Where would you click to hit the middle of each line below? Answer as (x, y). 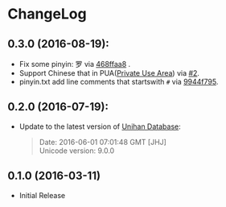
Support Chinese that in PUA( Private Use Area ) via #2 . (109, 73)
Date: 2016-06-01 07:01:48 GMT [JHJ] (103, 142)
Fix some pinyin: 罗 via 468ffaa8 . (75, 64)
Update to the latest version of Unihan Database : (100, 126)
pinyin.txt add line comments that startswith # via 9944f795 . (119, 82)
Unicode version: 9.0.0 (77, 151)
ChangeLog (47, 14)
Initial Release (42, 195)
